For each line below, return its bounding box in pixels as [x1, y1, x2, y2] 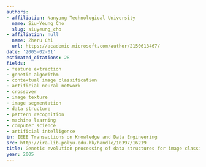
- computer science [6, 123, 56, 129]
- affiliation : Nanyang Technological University [6, 15, 136, 21]
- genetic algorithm [6, 72, 59, 78]
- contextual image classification [6, 77, 97, 83]
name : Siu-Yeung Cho [12, 20, 64, 26]
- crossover [6, 89, 37, 95]
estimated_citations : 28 [6, 54, 70, 61]
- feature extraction [6, 65, 62, 72]
